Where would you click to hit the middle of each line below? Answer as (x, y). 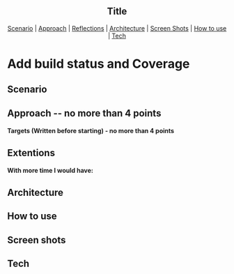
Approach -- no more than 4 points (84, 113)
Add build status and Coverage (99, 64)
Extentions (31, 153)
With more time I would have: (50, 171)
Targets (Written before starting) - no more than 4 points (91, 131)
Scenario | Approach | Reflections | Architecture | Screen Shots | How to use (117, 28)
